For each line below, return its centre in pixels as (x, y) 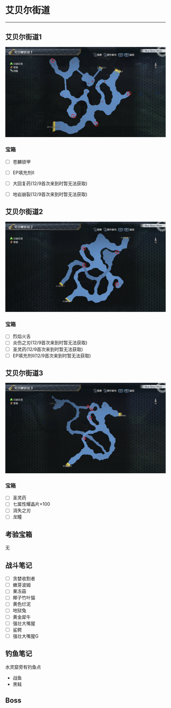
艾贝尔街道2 (24, 212)
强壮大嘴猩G (26, 636)
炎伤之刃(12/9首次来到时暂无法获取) (50, 343)
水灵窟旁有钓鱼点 (23, 667)
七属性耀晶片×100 (31, 504)
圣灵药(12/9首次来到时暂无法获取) (48, 349)
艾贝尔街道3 (24, 373)
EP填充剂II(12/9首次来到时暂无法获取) (52, 356)
